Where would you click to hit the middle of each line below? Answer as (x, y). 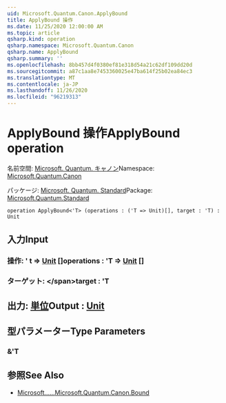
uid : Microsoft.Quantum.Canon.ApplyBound (68, 13)
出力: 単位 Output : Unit (56, 305)
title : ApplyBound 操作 (40, 20)
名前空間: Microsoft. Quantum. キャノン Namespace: (81, 168)
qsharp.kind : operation (41, 39)
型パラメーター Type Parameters (76, 331)
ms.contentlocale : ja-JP (43, 84)
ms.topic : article (33, 33)
